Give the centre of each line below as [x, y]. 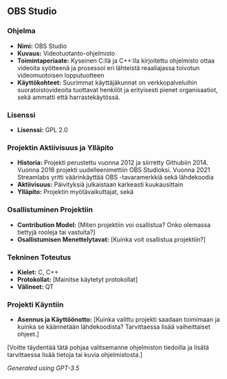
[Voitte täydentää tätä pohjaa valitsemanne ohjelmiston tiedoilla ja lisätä [108, 347]
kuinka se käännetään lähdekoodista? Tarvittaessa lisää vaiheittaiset [114, 327]
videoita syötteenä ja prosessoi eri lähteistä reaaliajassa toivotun [108, 67]
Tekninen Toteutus [39, 257]
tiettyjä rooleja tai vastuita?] [56, 232]
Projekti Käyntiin [35, 304]
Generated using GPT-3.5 [43, 368]
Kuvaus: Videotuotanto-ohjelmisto [66, 53]
